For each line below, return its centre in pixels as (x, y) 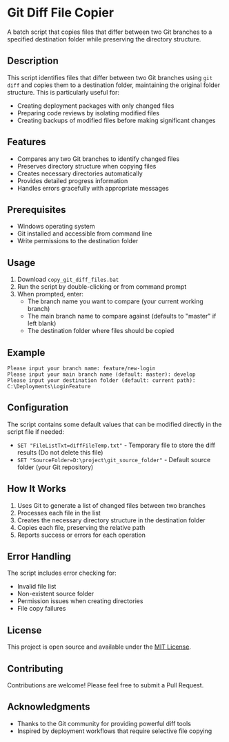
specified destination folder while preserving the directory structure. (104, 39)
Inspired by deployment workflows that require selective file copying (114, 731)
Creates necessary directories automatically (80, 173)
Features (27, 142)
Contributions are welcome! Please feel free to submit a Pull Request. (106, 685)
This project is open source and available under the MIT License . (99, 647)
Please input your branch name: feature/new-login (81, 368)
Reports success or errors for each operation (81, 535)
